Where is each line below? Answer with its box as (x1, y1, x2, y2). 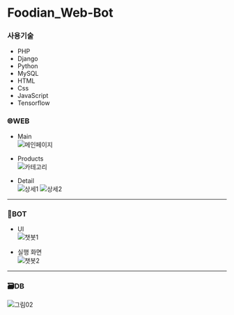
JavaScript (17, 92, 49, 100)
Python (17, 62, 38, 70)
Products (17, 154, 44, 163)
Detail (17, 176, 35, 185)
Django (17, 54, 38, 63)
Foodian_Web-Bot (7, 5, 114, 21)
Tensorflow (17, 99, 50, 107)
